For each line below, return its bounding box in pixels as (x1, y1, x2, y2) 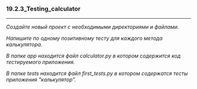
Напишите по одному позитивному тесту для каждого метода (6, 35, 163, 42)
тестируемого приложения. (6, 59, 75, 66)
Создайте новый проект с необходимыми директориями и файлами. (6, 23, 179, 30)
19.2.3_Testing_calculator (6, 5, 81, 13)
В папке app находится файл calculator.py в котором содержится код (6, 52, 181, 60)
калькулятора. (6, 41, 43, 48)
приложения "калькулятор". (6, 76, 76, 83)
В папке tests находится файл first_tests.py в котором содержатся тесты (6, 70, 188, 77)
